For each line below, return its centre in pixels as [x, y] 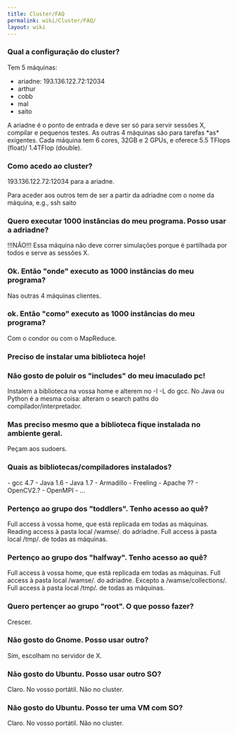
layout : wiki [27, 27]
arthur [27, 89]
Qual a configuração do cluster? [64, 52]
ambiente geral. [35, 433]
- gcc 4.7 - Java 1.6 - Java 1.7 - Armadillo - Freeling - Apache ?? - [103, 482]
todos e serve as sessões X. [48, 253]
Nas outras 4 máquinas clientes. [54, 296]
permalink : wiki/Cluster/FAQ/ [52, 21]
